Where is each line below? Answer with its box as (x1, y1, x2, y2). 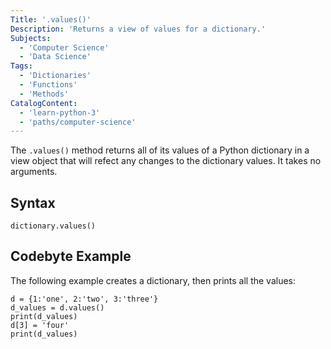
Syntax (10, 194, 56, 211)
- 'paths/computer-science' (19, 117, 137, 127)
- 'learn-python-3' (19, 107, 101, 118)
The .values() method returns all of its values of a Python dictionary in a (10, 144, 310, 156)
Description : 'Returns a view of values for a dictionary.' (10, 24, 267, 34)
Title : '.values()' (10, 14, 92, 25)
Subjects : (10, 33, 52, 43)
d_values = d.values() (10, 302, 105, 313)
